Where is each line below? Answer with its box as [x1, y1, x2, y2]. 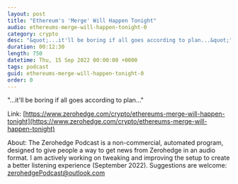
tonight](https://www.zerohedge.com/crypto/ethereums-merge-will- [7, 117, 208, 126]
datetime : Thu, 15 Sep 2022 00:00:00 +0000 [7, 57, 138, 64]
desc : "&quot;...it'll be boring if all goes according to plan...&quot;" [7, 37, 233, 44]
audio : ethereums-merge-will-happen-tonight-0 [7, 23, 147, 31]
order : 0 [7, 76, 33, 84]
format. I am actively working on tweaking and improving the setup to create [7, 153, 230, 162]
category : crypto [7, 30, 59, 38]
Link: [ [7, 109, 26, 118]
